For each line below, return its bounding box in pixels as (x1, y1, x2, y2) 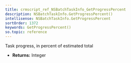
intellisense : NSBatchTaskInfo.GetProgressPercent (5, 16, 111, 21)
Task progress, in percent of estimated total (5, 43, 93, 48)
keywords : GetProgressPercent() (5, 25, 71, 30)
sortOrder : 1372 (5, 20, 38, 26)
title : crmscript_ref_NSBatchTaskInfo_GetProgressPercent (5, 7, 126, 12)
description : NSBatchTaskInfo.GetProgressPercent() (5, 12, 113, 16)
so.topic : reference (5, 30, 48, 34)
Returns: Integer (12, 52, 46, 58)
